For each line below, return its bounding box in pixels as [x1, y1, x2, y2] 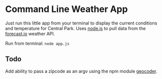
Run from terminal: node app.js [5, 40, 70, 46]
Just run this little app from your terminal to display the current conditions [5, 20, 157, 26]
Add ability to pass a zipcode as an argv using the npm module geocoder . [5, 68, 157, 74]
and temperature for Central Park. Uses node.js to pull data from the [5, 25, 146, 31]
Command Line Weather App [5, 3, 128, 15]
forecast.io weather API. [5, 30, 55, 36]
